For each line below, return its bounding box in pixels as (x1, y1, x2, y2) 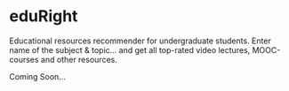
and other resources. (40, 54, 117, 64)
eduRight (9, 6, 78, 27)
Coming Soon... (9, 71, 67, 81)
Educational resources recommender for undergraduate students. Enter (9, 35, 271, 46)
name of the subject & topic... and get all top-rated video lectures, (9, 44, 251, 55)
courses (9, 54, 39, 64)
